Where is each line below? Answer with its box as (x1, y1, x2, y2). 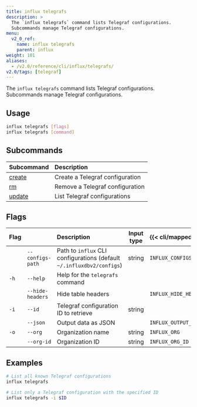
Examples (6, 358, 43, 368)
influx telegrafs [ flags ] (6, 124, 69, 130)
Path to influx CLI (56, 246, 107, 255)
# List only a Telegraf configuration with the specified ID (6, 389, 159, 395)
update (9, 192, 29, 200)
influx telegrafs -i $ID (6, 395, 67, 401)
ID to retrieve (56, 309, 93, 318)
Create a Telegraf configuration (55, 173, 141, 181)
